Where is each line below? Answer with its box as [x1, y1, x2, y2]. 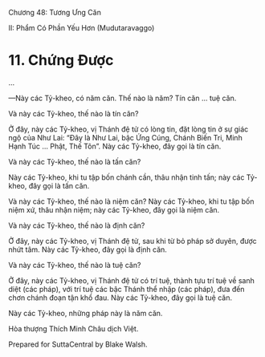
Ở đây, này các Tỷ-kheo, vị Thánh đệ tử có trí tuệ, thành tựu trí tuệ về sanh [8, 275, 255, 285]
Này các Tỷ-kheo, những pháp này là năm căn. [8, 308, 163, 318]
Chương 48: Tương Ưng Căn [8, 8, 102, 17]
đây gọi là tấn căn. [28, 181, 90, 190]
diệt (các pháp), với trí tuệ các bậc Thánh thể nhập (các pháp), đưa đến [8, 284, 245, 294]
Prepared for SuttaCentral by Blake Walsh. [8, 339, 148, 349]
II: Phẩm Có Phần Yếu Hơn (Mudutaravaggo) [8, 23, 155, 32]
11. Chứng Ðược [8, 51, 114, 70]
